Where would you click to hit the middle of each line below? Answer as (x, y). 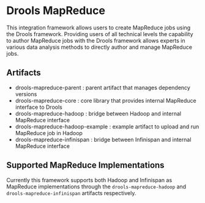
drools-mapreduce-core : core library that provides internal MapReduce (106, 100)
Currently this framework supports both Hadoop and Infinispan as (89, 180)
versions (26, 94)
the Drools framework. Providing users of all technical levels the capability (100, 34)
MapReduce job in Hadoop (49, 133)
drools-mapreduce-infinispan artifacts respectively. (71, 193)
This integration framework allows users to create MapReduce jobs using (99, 28)
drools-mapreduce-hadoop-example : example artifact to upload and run (107, 127)
